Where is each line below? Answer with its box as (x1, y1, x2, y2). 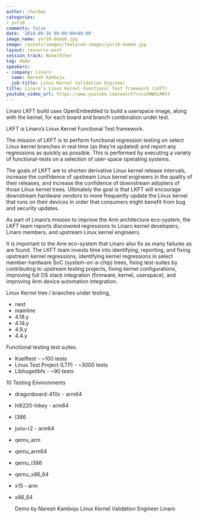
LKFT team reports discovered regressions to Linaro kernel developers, (6, 222, 180, 229)
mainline (14, 307, 35, 314)
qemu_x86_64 (14, 471, 49, 478)
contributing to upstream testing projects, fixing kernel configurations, (6, 265, 177, 272)
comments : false (6, 25, 46, 31)
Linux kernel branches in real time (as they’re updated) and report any (6, 143, 176, 150)
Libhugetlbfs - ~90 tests (14, 367, 74, 374)
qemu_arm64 (14, 448, 47, 455)
